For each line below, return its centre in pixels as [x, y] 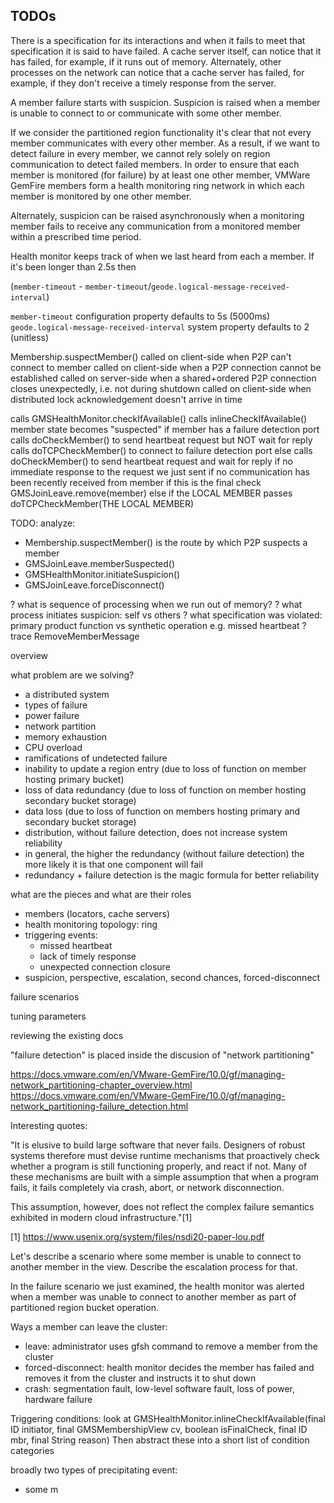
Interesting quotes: [49, 1125]
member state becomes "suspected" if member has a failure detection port [165, 429]
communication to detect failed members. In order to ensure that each [155, 164]
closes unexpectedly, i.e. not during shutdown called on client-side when [161, 388]
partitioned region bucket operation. [84, 1307]
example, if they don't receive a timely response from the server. [143, 83]
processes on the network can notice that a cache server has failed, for [157, 72]
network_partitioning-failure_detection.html [99, 1106]
